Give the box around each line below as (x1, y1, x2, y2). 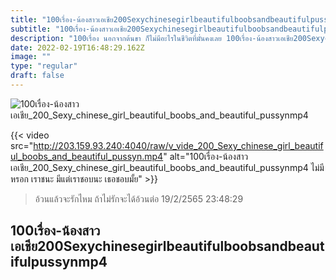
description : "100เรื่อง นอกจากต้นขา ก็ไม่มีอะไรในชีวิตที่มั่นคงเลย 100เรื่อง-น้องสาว (10, 33, 279, 43)
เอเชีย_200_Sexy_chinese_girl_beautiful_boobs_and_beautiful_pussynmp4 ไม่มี (10, 161, 325, 173)
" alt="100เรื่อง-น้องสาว (163, 150, 249, 162)
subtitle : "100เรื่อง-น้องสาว (10, 24, 112, 34)
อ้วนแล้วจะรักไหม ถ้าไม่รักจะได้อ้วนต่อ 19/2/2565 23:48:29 (34, 192, 244, 205)
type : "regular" (10, 61, 78, 71)
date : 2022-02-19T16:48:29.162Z (10, 42, 145, 53)
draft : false (10, 71, 65, 81)
